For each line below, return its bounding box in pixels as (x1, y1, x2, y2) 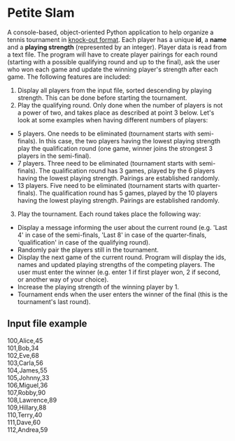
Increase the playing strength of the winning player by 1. (17, 282, 180, 291)
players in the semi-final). (17, 152, 92, 160)
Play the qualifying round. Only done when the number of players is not (17, 101, 223, 109)
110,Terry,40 (7, 410, 43, 419)
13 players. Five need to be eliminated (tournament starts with (17, 181, 196, 189)
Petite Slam (7, 5, 75, 21)
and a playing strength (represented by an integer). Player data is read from (7, 43, 227, 51)
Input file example (7, 318, 87, 330)
